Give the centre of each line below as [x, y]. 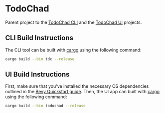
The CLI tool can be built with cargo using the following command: [73, 50]
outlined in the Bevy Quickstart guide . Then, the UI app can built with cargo [82, 92]
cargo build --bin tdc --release [40, 59]
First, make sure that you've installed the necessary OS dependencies [77, 86]
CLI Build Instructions [39, 38]
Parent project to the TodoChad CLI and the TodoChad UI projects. [74, 22]
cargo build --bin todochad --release [45, 106]
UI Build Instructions [37, 75]
